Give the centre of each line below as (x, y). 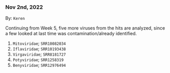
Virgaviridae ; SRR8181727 (39, 54)
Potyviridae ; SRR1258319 (38, 60)
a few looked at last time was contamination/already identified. (71, 34)
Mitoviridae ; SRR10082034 (39, 43)
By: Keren (15, 18)
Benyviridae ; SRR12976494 (39, 65)
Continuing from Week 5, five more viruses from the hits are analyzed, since (85, 28)
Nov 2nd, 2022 (24, 7)
